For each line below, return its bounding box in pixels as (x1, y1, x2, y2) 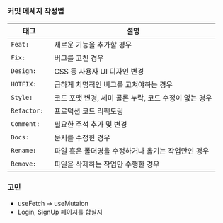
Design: (11, 67, 37, 75)
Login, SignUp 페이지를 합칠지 (17, 207, 103, 216)
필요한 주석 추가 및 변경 (54, 120, 127, 130)
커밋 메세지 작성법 (7, 6, 65, 16)
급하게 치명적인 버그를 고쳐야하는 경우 (54, 80, 173, 90)
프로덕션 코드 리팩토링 (54, 106, 124, 116)
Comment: (11, 120, 40, 128)
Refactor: (11, 107, 44, 115)
